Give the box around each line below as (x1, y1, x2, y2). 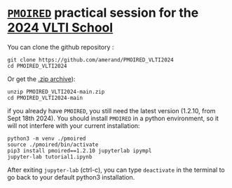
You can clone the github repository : (7, 43, 114, 51)
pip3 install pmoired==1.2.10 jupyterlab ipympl (7, 147, 152, 154)
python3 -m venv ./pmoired (7, 135, 86, 142)
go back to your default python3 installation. (7, 173, 135, 181)
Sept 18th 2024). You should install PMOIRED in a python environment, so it (7, 114, 219, 122)
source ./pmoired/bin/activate (7, 141, 99, 148)
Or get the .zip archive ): (7, 75, 76, 83)
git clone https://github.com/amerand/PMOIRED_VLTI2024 (7, 56, 174, 64)
